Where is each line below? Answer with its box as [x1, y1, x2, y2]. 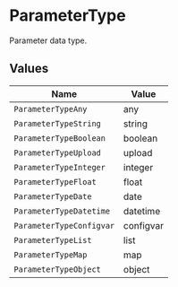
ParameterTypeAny [13, 104, 88, 114]
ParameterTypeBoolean [13, 133, 106, 143]
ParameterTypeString [13, 118, 101, 128]
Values [9, 61, 49, 76]
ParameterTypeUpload [13, 147, 101, 158]
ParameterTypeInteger [13, 162, 106, 172]
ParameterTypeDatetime [13, 205, 110, 216]
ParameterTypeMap [13, 249, 88, 260]
